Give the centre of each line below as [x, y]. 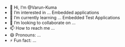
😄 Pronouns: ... [25, 35]
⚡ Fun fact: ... [23, 40]
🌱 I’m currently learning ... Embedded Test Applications [65, 18]
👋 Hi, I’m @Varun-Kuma [33, 7]
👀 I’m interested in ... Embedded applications [54, 12]
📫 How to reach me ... [32, 28]
